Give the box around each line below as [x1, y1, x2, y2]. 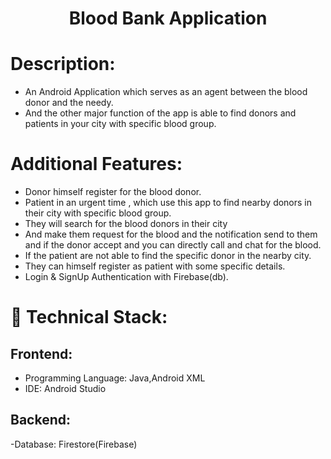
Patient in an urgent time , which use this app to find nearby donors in [24, 197, 313, 209]
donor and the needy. [24, 97, 114, 109]
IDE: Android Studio [24, 383, 107, 395]
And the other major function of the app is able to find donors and [24, 107, 297, 119]
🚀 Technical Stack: [10, 306, 168, 329]
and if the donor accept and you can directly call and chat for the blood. [24, 239, 322, 251]
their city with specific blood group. [24, 207, 172, 219]
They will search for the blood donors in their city [24, 218, 228, 230]
